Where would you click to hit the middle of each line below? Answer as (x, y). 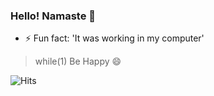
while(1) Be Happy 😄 (78, 61)
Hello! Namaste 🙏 (53, 16)
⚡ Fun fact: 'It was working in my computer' (114, 38)
